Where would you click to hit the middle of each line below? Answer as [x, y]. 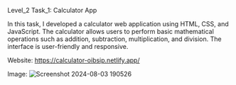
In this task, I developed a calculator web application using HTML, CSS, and [118, 24]
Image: [17, 74]
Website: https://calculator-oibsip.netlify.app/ [74, 60]
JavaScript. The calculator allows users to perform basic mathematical [111, 32]
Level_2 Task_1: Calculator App [52, 10]
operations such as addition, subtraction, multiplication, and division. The [114, 39]
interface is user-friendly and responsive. [68, 46]
